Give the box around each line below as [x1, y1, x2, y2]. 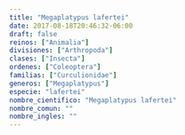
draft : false [9, 29, 58, 38]
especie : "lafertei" [9, 87, 86, 96]
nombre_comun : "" [9, 104, 74, 113]
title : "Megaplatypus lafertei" [9, 12, 129, 22]
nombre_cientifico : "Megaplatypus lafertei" [9, 95, 177, 105]
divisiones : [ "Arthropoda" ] [9, 46, 114, 55]
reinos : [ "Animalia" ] [9, 37, 90, 47]
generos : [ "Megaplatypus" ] [9, 79, 109, 88]
